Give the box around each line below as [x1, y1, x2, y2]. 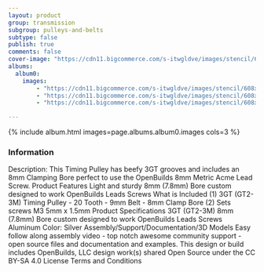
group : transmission [8, 19, 76, 27]
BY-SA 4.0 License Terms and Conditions [8, 256, 142, 266]
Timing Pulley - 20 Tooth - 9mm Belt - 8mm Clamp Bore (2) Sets [23, 198, 232, 208]
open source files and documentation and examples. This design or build [8, 240, 244, 249]
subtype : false [8, 33, 58, 42]
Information [8, 147, 54, 158]
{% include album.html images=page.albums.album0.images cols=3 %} [8, 127, 240, 137]
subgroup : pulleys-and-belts [8, 26, 104, 34]
